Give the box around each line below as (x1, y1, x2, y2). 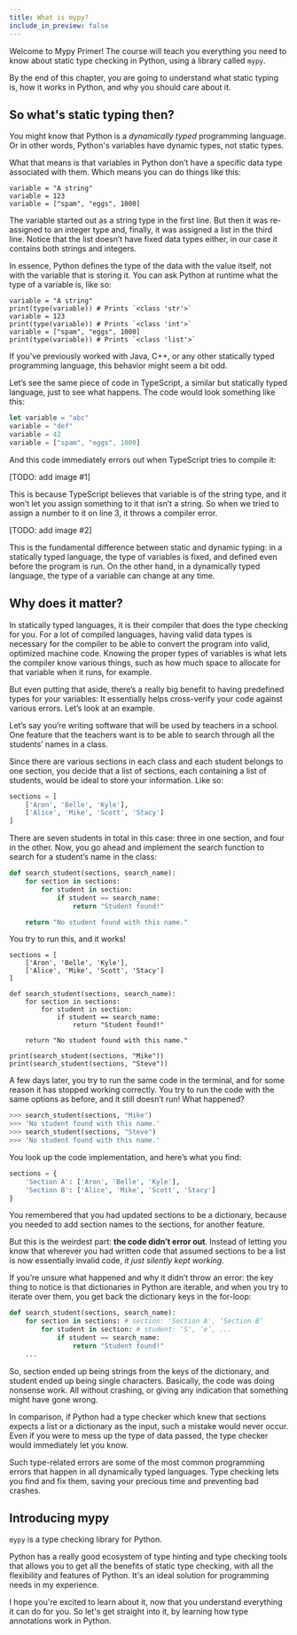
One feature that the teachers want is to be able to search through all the (9, 729, 275, 740)
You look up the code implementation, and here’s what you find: (9, 1152, 242, 1162)
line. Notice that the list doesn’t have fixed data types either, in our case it (9, 234, 277, 245)
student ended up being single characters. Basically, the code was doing (9, 1375, 275, 1386)
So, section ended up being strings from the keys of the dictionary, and (9, 1365, 270, 1376)
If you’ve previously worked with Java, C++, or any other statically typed (9, 351, 275, 362)
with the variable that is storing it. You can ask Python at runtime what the (9, 270, 278, 280)
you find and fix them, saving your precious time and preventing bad (9, 1475, 259, 1486)
